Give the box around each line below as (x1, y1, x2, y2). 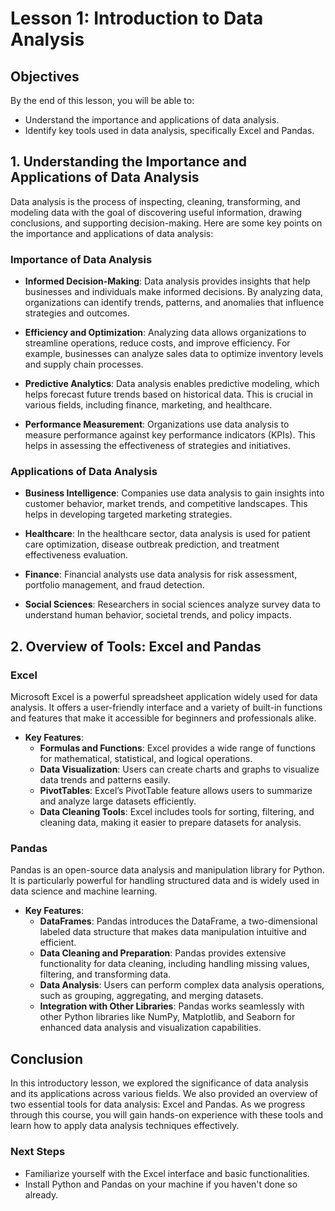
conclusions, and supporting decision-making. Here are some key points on (10, 217, 323, 229)
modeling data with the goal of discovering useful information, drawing (10, 206, 303, 218)
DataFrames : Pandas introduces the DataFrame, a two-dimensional (39, 915, 318, 927)
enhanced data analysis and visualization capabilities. (39, 1022, 262, 1034)
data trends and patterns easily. (39, 774, 171, 786)
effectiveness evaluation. (24, 549, 129, 561)
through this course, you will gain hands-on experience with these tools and (10, 1109, 324, 1121)
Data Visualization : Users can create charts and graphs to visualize (39, 763, 320, 776)
